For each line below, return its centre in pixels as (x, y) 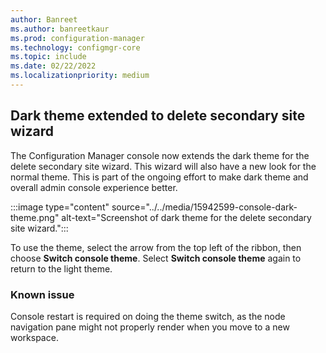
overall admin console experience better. (94, 187)
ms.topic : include (48, 57)
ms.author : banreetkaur (60, 29)
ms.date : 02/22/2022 (53, 66)
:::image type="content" (60, 207)
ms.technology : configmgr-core (75, 47)
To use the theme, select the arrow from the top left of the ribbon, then (156, 247)
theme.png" (35, 217)
